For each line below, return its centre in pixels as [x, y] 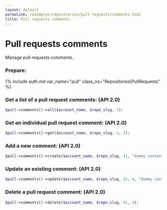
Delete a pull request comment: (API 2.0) [55, 192]
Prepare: [16, 70]
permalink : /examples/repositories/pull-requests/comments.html [73, 14]
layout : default [22, 10]
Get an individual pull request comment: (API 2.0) [66, 123]
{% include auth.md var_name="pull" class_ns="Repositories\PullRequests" [83, 81]
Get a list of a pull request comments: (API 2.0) [63, 99]
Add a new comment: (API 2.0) [43, 146]
